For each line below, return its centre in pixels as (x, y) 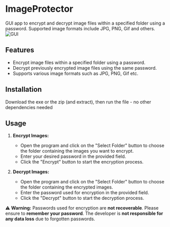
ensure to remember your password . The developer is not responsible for (84, 214)
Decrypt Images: (31, 172)
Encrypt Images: (31, 136)
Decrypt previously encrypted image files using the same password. (85, 68)
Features (20, 50)
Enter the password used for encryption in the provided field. (85, 193)
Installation (24, 89)
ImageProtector (39, 9)
